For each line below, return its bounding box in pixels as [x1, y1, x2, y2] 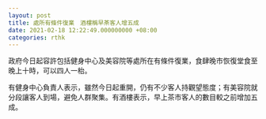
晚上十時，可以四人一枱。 [8, 66, 92, 76]
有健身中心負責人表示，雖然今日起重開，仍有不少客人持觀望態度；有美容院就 [8, 83, 258, 92]
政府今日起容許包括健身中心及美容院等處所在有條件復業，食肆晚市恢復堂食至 [8, 56, 258, 65]
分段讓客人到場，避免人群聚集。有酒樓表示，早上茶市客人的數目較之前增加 [8, 92, 251, 102]
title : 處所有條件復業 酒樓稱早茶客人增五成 [8, 19, 140, 27]
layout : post [8, 11, 51, 20]
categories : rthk [8, 33, 66, 42]
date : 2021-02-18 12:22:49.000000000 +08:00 [8, 26, 158, 34]
